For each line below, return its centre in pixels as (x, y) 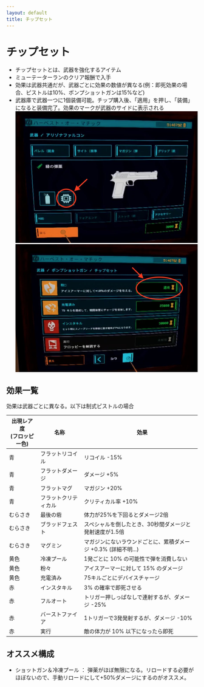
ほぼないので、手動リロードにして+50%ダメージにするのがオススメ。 (102, 677)
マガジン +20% (103, 488)
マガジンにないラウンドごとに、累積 (129, 541)
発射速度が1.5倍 (104, 532)
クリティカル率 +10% (111, 501)
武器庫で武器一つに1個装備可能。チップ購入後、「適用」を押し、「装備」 (104, 100)
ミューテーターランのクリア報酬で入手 (63, 77)
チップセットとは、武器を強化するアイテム (68, 70)
